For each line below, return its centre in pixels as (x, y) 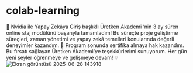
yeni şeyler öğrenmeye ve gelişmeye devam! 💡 (62, 57)
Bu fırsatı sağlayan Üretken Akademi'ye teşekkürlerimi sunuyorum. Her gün (96, 51)
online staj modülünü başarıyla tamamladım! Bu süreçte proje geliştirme (92, 32)
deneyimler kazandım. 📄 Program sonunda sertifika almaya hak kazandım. (95, 45)
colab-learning (43, 11)
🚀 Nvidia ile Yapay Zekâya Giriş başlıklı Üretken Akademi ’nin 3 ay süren (92, 27)
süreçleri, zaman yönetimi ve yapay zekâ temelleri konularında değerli (90, 39)
